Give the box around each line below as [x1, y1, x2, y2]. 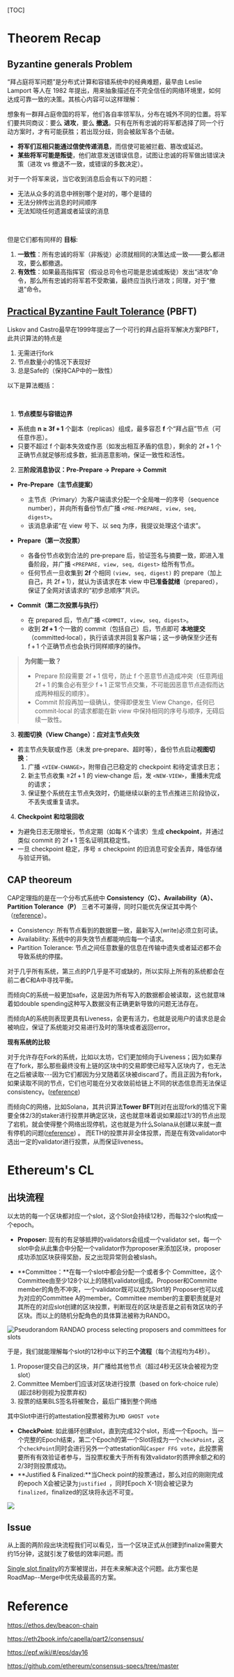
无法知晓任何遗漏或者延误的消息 [17, 207, 109, 215]
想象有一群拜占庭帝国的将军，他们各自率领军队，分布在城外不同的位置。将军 [7, 110, 227, 118]
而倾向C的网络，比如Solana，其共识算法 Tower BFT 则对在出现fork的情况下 [7, 1102, 221, 1111]
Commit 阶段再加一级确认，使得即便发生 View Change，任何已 [34, 698, 215, 706]
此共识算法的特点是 [7, 333, 63, 342]
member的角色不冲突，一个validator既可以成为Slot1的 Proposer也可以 [17, 1285, 218, 1293]
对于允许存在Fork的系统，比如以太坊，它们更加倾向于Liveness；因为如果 [7, 1052, 217, 1061]
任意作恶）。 [17, 433, 52, 441]
